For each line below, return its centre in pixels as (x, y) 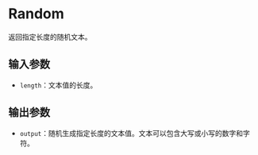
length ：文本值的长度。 (58, 85)
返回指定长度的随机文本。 (50, 37)
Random (37, 14)
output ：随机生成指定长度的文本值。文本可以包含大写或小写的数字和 (131, 133)
